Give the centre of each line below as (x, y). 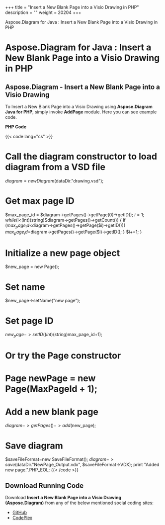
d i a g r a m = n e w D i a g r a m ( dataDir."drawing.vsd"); (54, 180)
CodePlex (22, 518)
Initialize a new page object (63, 253)
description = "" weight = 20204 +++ (43, 12)
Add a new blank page (52, 412)
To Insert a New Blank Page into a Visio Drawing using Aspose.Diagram (79, 107)
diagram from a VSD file (55, 167)
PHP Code (16, 127)
